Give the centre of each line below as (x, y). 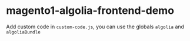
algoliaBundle (24, 32)
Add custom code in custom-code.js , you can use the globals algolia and (95, 27)
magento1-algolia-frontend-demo (90, 11)
